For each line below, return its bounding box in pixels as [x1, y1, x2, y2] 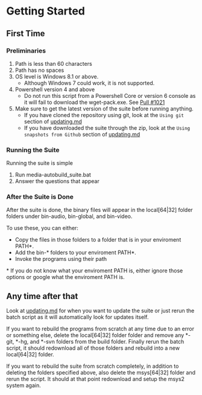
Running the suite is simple [6, 159, 74, 167]
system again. [6, 382, 41, 389]
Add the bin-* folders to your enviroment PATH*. [14, 249, 137, 256]
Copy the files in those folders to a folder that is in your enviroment [14, 236, 181, 243]
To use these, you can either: [6, 225, 78, 232]
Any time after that [6, 291, 78, 301]
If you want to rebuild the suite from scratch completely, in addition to [6, 362, 179, 370]
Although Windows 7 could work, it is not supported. [24, 79, 155, 86]
